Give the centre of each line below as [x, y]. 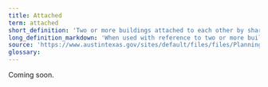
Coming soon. [31, 75]
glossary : [25, 52]
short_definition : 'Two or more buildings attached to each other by [126, 30]
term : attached [33, 23]
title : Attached [35, 15]
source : [21, 45]
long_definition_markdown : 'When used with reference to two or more [126, 38]
